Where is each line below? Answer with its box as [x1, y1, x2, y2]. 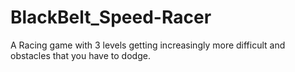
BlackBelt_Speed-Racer [10, 6, 212, 29]
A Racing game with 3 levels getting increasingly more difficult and [10, 39, 286, 51]
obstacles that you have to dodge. [10, 49, 151, 61]
